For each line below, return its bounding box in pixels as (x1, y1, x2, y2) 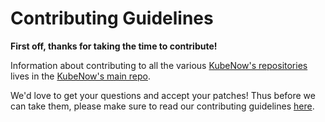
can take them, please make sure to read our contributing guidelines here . (10, 100, 315, 112)
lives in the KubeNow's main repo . (10, 70, 151, 82)
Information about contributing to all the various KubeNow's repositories (10, 59, 308, 71)
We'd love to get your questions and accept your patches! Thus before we (10, 89, 316, 101)
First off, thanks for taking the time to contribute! (10, 40, 218, 52)
